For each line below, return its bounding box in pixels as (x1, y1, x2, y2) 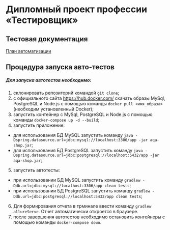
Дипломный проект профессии (6, 4, 147, 15)
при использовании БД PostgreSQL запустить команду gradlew (13, 188, 150, 194)
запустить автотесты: (13, 167, 60, 174)
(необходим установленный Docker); (13, 106, 94, 112)
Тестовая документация (6, 35, 88, 43)
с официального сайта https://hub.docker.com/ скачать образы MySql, (13, 95, 165, 101)
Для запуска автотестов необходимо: (6, 77, 92, 83)
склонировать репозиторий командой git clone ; (13, 90, 120, 96)
